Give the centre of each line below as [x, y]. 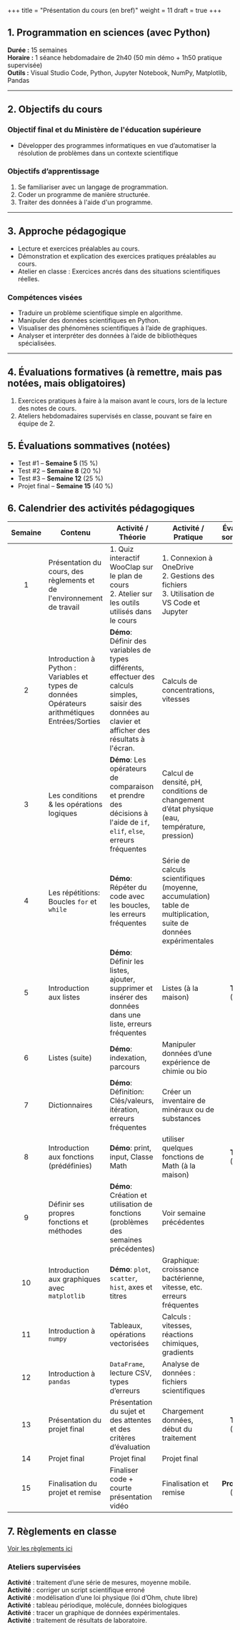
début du [177, 1429]
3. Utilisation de [188, 594]
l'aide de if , [130, 822]
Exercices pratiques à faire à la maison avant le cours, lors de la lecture [122, 401]
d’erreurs [125, 1391]
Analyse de [181, 1364]
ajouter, [122, 980]
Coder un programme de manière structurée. [84, 194]
